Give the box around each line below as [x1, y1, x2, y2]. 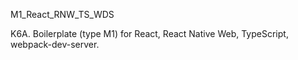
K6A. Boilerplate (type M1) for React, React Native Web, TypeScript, [10, 28, 289, 39]
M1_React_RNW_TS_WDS [10, 9, 115, 20]
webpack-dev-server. [10, 39, 100, 50]
